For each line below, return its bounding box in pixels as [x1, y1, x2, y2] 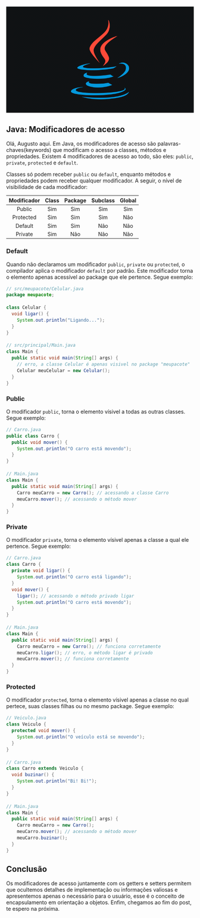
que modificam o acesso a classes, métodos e [52, 147, 167, 154]
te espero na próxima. [6, 905, 60, 913]
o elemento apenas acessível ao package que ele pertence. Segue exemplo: [6, 273, 193, 280]
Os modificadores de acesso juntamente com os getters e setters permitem [6, 880, 192, 887]
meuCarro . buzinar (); [17, 835, 68, 841]
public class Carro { [6, 433, 60, 439]
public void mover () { [11, 439, 68, 446]
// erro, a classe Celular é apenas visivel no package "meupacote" [17, 361, 190, 368]
